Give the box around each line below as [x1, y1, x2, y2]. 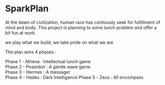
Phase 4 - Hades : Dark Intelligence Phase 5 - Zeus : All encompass [5, 74, 144, 80]
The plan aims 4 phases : [5, 49, 56, 55]
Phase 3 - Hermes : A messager [5, 69, 70, 75]
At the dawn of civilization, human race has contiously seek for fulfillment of [5, 19, 161, 25]
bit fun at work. [5, 30, 36, 36]
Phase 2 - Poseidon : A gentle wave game [5, 64, 91, 70]
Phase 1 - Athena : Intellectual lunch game [5, 58, 91, 64]
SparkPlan [5, 3, 49, 14]
